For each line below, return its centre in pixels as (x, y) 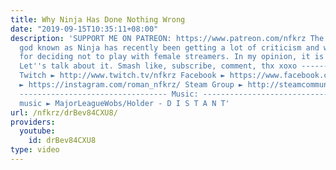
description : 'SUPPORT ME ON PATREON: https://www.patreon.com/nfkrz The (167, 38)
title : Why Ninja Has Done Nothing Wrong (98, 19)
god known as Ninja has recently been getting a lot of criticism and (169, 47)
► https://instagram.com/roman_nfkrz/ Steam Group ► (131, 85)
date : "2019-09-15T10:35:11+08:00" (84, 29)
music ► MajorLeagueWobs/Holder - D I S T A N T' (124, 103)
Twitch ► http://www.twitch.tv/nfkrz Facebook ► (122, 76)
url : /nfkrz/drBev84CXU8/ (64, 112)
